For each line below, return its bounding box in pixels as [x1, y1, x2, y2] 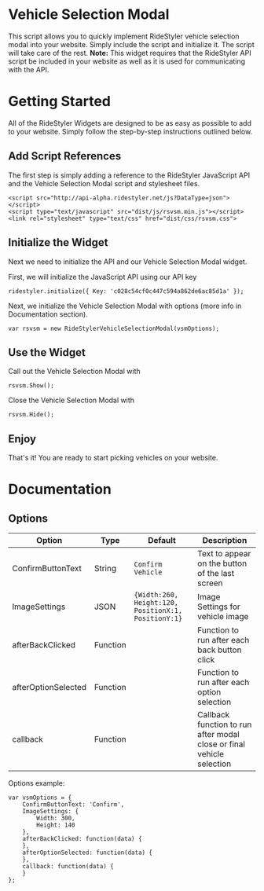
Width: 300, [36, 815, 76, 823]
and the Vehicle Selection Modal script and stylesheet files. [8, 178, 200, 188]
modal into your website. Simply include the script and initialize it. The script [8, 39, 255, 49]
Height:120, [134, 599, 179, 607]
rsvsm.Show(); [8, 382, 55, 390]
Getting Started [8, 93, 112, 111]
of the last [197, 568, 235, 579]
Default [148, 535, 177, 546]
